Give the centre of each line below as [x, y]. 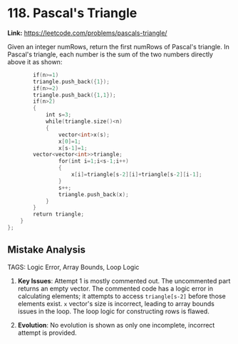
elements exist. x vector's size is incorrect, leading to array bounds [116, 303]
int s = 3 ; [58, 115]
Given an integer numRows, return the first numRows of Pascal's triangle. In [118, 46]
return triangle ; [58, 214]
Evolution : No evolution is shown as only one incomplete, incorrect [116, 325]
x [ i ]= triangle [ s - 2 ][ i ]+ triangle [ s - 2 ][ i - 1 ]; [136, 175]
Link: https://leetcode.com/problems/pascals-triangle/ [87, 33]
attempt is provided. [47, 333]
